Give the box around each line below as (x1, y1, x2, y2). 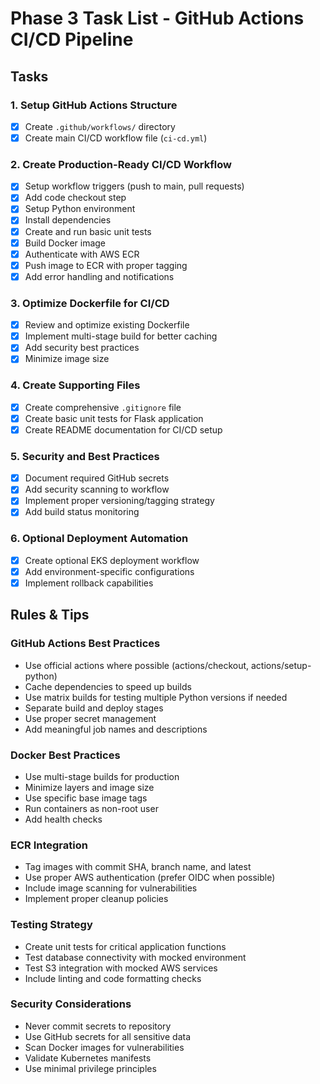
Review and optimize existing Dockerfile (24, 319, 190, 331)
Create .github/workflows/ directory (24, 120, 176, 132)
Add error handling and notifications (24, 270, 175, 282)
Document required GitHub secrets (24, 472, 170, 484)
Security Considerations (10, 997, 132, 1011)
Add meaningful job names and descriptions (24, 723, 208, 735)
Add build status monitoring (24, 506, 140, 518)
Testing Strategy (10, 918, 93, 932)
